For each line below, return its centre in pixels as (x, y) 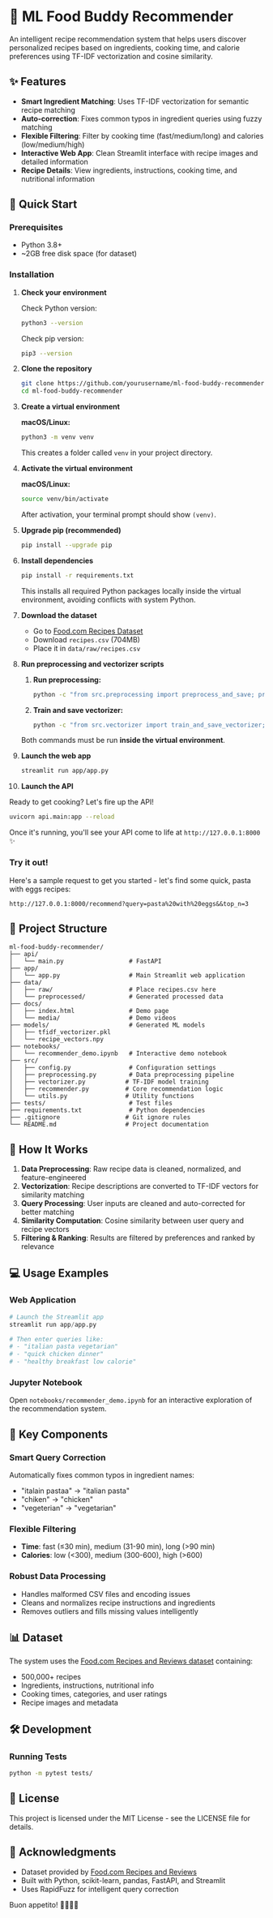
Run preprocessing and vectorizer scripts (92, 663)
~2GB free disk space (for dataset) (79, 254)
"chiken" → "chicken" (57, 1500)
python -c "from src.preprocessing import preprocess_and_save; (144, 694)
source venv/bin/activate (64, 499)
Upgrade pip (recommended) (71, 530)
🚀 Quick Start (43, 205)
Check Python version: (59, 308)
